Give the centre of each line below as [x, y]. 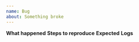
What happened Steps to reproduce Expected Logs [69, 33]
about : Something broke [35, 17]
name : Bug [18, 11]
